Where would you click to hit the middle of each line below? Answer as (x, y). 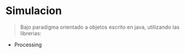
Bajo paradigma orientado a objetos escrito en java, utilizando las (100, 27)
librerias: (31, 33)
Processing (28, 45)
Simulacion (34, 11)
